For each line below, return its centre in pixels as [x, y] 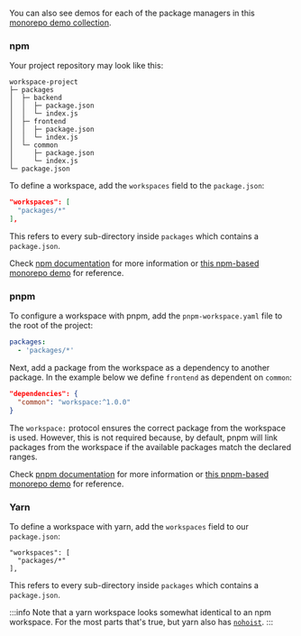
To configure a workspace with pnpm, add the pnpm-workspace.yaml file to [146, 316]
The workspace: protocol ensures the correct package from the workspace [148, 428]
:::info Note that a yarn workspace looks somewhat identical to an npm [141, 612]
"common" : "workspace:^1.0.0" [74, 402]
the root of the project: [51, 326]
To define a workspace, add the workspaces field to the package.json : [137, 186]
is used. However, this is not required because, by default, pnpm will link [144, 438]
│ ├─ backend [36, 98]
